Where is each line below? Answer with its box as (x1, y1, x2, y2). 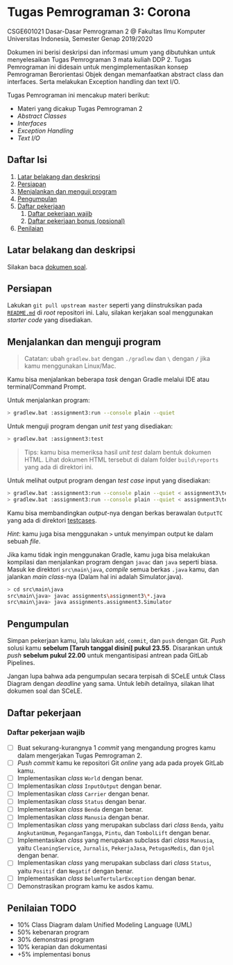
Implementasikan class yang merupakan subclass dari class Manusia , (17, 836, 215, 844)
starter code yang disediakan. (7, 316, 93, 324)
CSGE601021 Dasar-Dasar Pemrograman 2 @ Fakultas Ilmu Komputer (7, 27, 206, 35)
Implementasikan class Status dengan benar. (17, 798, 147, 806)
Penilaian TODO (7, 903, 77, 914)
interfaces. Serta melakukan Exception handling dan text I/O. (7, 77, 180, 85)
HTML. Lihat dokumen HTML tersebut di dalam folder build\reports (24, 455, 219, 464)
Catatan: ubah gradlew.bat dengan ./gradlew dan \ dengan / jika (24, 355, 210, 363)
